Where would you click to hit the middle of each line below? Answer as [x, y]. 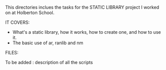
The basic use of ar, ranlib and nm [48, 43]
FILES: [12, 53]
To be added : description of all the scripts [49, 62]
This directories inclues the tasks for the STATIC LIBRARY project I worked [82, 7]
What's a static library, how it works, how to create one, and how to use [87, 32]
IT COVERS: [18, 22]
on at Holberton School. [30, 13]
